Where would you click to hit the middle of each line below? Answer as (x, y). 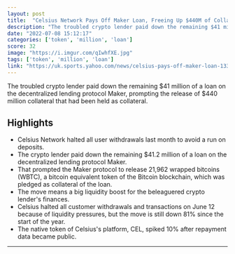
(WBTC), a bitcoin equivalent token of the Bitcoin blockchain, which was (121, 177)
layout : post (26, 14)
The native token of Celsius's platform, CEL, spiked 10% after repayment (122, 229)
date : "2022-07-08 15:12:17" (50, 33)
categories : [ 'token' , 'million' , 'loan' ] (70, 40)
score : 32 (22, 46)
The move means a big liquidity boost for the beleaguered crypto (111, 192)
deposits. (31, 147)
